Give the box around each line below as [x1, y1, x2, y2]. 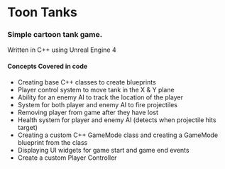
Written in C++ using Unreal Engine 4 [7, 45, 116, 54]
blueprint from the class [17, 138, 88, 146]
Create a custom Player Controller [17, 153, 117, 162]
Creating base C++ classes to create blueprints [17, 77, 156, 86]
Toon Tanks [7, 4, 78, 21]
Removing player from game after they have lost [17, 108, 158, 116]
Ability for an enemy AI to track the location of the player [17, 93, 183, 102]
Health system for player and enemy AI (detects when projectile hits [17, 115, 216, 124]
